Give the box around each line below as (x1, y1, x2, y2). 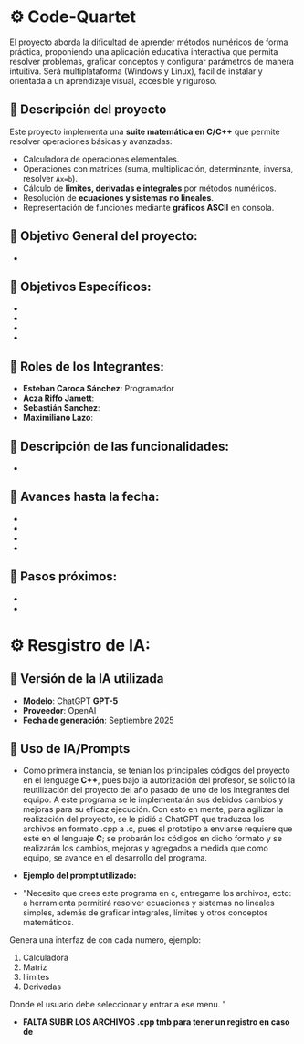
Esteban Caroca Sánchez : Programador (22, 383, 175, 394)
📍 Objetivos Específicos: (9, 278, 152, 294)
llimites (22, 972, 50, 983)
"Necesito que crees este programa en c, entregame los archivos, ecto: (22, 888, 292, 899)
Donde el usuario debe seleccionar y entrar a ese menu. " (9, 999, 226, 1010)
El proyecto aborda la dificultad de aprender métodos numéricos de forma (9, 37, 288, 47)
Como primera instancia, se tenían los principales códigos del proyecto (22, 765, 290, 777)
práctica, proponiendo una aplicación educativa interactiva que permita (9, 46, 278, 57)
